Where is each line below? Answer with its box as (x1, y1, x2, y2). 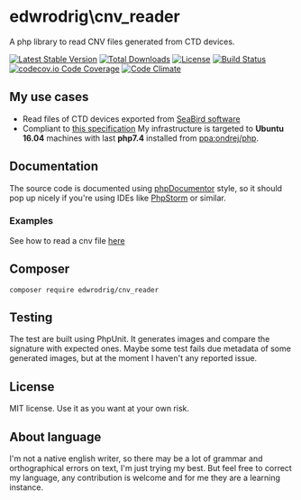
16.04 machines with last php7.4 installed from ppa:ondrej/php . (22, 133, 260, 144)
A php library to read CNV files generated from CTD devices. (9, 36, 235, 47)
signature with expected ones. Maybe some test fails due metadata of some (9, 343, 291, 354)
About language (9, 429, 102, 444)
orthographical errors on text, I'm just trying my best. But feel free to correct (9, 463, 293, 474)
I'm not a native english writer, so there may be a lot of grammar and (9, 453, 263, 464)
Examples (9, 215, 54, 227)
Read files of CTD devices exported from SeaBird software (22, 113, 241, 124)
